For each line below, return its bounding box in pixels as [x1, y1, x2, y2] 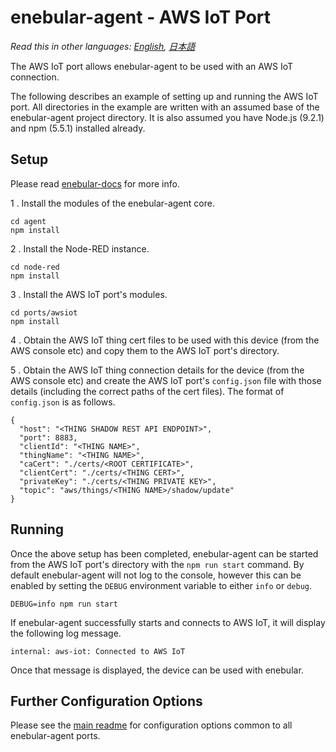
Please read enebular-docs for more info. [10, 177, 180, 190]
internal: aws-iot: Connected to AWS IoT [10, 646, 186, 656]
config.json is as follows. [10, 396, 116, 408]
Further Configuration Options [10, 692, 203, 710]
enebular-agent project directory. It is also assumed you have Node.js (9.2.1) [10, 111, 325, 123]
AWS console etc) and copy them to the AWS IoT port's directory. [10, 344, 280, 356]
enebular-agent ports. [10, 730, 101, 742]
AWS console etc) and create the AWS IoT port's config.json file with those [10, 374, 322, 386]
